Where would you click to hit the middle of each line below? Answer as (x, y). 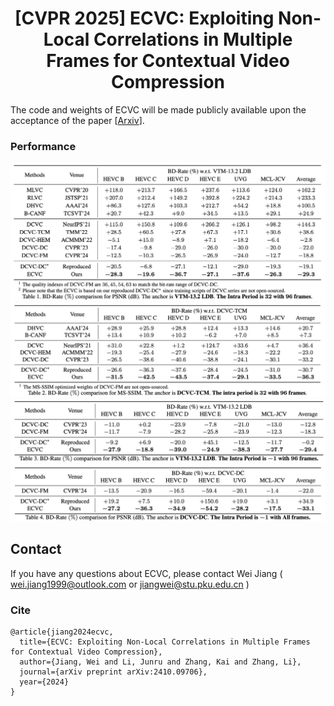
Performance (43, 146)
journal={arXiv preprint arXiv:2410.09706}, (113, 672)
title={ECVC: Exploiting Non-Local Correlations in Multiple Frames (165, 642)
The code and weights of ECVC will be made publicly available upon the (158, 109)
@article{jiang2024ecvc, (62, 632)
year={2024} (44, 682)
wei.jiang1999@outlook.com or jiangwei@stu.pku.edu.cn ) (130, 584)
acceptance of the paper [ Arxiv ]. (77, 120)
